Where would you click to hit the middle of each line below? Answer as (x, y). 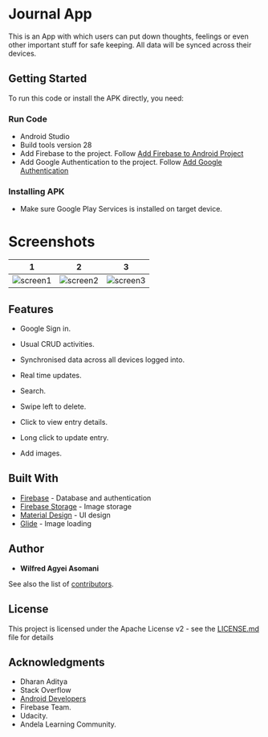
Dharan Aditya (44, 681)
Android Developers (53, 699)
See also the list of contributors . (61, 583)
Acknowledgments (57, 662)
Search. (33, 391)
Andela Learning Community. (68, 724)
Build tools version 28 (56, 145)
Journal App (50, 14)
